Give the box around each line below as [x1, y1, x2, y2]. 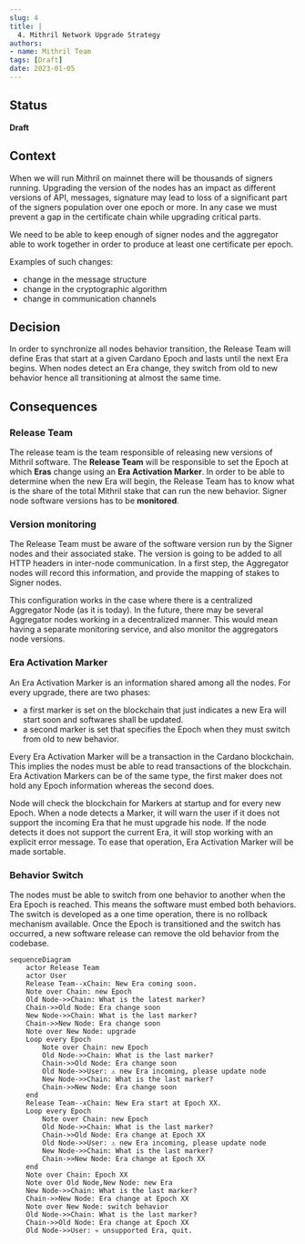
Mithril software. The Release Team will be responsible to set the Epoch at [9, 457, 289, 467]
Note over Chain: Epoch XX [25, 1170, 128, 1179]
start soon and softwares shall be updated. [22, 713, 184, 724]
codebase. [9, 937, 50, 948]
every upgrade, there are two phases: [9, 686, 151, 697]
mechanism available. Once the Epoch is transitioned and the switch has [9, 918, 281, 929]
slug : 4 [9, 13, 39, 23]
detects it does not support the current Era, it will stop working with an [9, 826, 274, 837]
